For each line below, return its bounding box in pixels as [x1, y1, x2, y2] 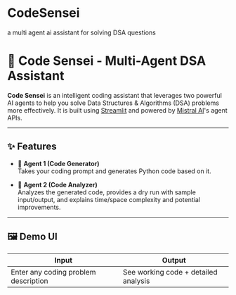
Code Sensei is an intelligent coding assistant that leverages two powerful [7, 91, 223, 99]
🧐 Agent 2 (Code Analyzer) [17, 180, 98, 189]
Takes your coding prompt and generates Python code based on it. [17, 167, 212, 175]
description [11, 276, 48, 286]
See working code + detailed [122, 267, 218, 277]
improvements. [17, 203, 61, 211]
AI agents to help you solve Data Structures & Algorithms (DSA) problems [7, 99, 220, 107]
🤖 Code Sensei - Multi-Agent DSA [7, 53, 206, 69]
